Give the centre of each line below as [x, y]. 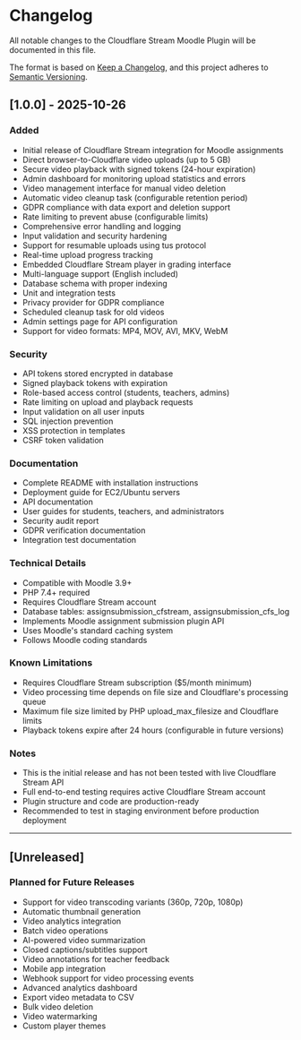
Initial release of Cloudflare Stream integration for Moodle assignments [153, 150]
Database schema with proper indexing [95, 283]
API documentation [58, 502]
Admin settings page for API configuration [99, 321]
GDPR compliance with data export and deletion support [126, 207]
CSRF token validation [63, 440]
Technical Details [48, 563]
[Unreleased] [47, 857]
